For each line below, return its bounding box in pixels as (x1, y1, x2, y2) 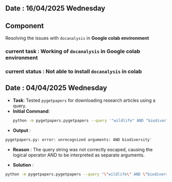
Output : (12, 127, 31, 133)
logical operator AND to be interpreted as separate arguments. (12, 152, 145, 158)
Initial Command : (12, 108, 50, 114)
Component (5, 21, 45, 30)
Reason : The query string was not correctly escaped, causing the (12, 146, 153, 152)
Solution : (12, 162, 34, 168)
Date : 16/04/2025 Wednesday (5, 4, 105, 13)
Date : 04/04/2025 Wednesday (5, 84, 107, 93)
